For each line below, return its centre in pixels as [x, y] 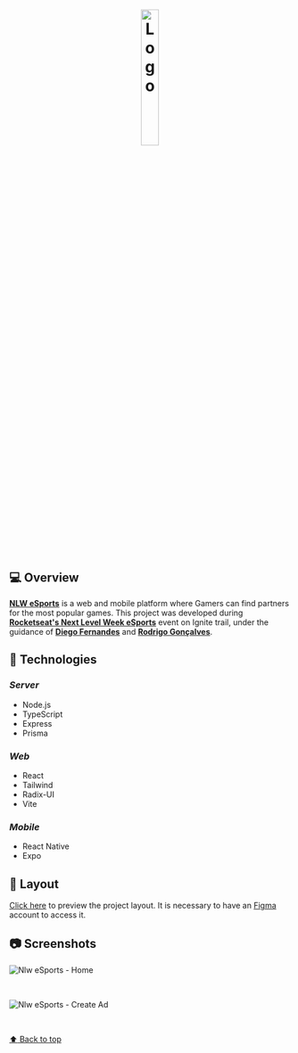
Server [25, 685]
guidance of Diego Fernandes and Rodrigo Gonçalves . [111, 632]
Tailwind [37, 785]
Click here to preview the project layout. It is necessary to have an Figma [143, 906]
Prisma [35, 733]
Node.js [37, 704]
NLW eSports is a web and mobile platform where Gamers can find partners [149, 603]
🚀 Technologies [53, 660]
